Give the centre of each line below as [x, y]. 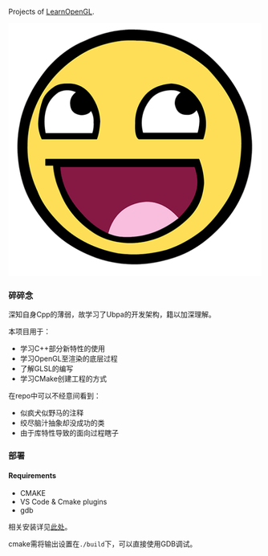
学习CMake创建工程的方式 [63, 379]
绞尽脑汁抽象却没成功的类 [62, 423]
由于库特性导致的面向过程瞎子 [69, 433]
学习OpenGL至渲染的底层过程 [69, 359]
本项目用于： [29, 332]
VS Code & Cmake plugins [63, 502]
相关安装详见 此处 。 [40, 527]
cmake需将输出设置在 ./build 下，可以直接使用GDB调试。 [103, 544]
